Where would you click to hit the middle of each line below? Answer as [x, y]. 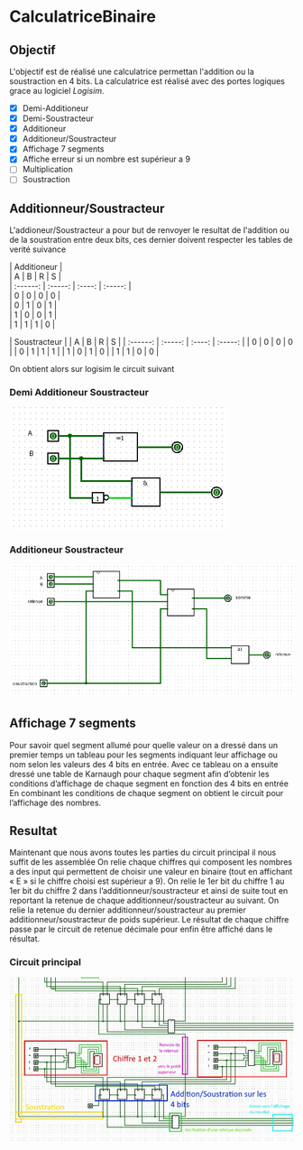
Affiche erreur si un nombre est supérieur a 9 [106, 159]
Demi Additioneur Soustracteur [79, 393]
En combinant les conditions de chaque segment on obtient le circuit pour [147, 793]
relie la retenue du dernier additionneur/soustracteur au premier [128, 910]
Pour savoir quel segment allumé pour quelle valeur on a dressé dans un [144, 745]
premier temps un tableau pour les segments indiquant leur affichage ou [143, 755]
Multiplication [48, 170]
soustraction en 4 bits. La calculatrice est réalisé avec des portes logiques [147, 81]
